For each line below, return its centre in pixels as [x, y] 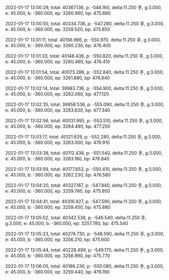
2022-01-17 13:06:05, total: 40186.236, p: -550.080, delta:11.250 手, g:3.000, [84, 266]
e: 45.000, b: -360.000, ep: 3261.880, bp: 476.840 [58, 78]
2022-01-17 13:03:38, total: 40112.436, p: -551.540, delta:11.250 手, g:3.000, [84, 153]
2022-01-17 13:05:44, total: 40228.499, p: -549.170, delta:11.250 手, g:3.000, [84, 250]
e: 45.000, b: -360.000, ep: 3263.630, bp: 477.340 [58, 110]
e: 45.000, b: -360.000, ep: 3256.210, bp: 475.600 [58, 239]
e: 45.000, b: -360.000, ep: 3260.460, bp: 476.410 [58, 62]
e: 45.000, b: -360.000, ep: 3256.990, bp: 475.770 [58, 256]
